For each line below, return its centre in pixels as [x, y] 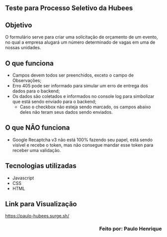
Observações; [27, 80]
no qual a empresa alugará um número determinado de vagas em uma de [80, 42]
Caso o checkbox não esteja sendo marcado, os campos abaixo [85, 107]
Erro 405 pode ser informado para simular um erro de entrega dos [80, 86]
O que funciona [29, 63]
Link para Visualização [41, 204]
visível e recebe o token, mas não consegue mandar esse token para [83, 145]
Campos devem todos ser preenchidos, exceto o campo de [73, 75]
